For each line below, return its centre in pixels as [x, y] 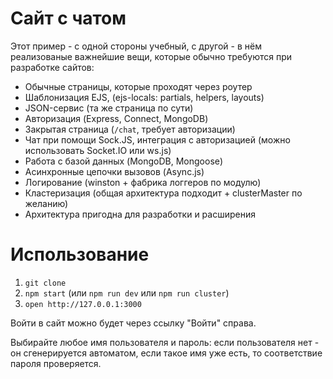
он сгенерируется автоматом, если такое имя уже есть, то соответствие [166, 353]
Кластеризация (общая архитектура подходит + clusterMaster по [163, 193]
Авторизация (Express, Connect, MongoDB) [116, 118]
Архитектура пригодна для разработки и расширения [140, 214]
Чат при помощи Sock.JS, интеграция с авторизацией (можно [157, 139]
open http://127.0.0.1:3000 [83, 304]
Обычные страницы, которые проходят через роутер [138, 86]
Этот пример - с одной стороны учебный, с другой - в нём [136, 46]
